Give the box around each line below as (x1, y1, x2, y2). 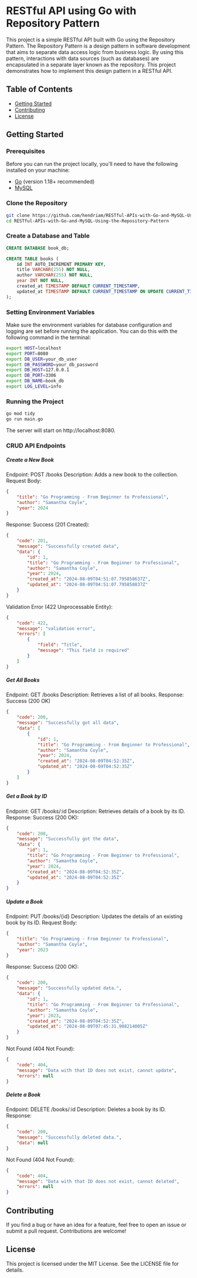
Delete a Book (6, 1091, 41, 1098)
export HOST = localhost (6, 345, 62, 351)
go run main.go (6, 416, 43, 422)
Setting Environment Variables (6, 308, 95, 316)
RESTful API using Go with (6, 4, 137, 18)
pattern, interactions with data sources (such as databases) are (6, 55, 159, 62)
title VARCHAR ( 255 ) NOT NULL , (16, 266, 91, 273)
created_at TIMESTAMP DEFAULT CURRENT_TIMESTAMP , (16, 283, 141, 289)
